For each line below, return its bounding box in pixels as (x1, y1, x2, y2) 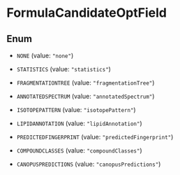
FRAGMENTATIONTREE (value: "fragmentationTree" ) (16, 78, 155, 87)
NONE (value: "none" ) (16, 51, 74, 59)
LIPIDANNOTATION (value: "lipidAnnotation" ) (16, 119, 142, 127)
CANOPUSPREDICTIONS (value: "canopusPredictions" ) (16, 160, 161, 168)
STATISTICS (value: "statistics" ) (16, 65, 111, 73)
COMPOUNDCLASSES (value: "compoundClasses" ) (16, 146, 142, 155)
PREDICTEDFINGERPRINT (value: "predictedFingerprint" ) (16, 133, 174, 141)
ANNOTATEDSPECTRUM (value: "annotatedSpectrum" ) (16, 92, 155, 100)
